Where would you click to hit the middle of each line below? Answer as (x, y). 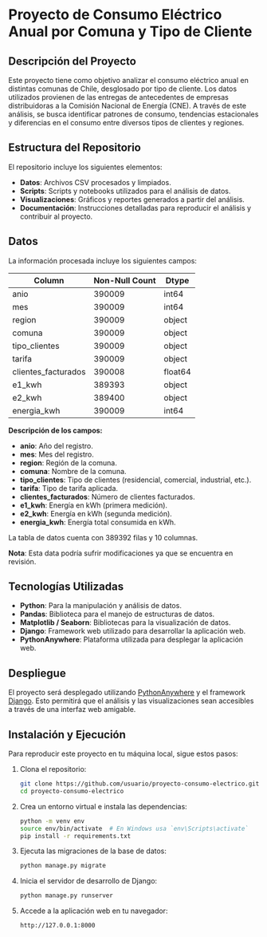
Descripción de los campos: (55, 430)
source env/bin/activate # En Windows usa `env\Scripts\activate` (134, 828)
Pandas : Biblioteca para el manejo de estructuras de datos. (117, 614)
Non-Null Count (125, 280)
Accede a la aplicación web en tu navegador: (94, 911)
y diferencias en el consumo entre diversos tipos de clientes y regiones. (126, 123)
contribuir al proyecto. (56, 216)
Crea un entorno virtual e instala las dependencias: (103, 806)
